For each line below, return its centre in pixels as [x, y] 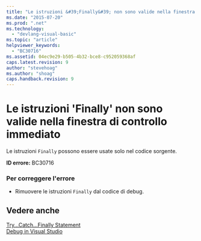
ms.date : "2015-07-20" [35, 17]
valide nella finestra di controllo [87, 122]
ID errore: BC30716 [30, 163]
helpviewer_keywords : [33, 46]
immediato [34, 135]
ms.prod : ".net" [26, 23]
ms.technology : [25, 29]
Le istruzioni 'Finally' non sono [85, 109]
